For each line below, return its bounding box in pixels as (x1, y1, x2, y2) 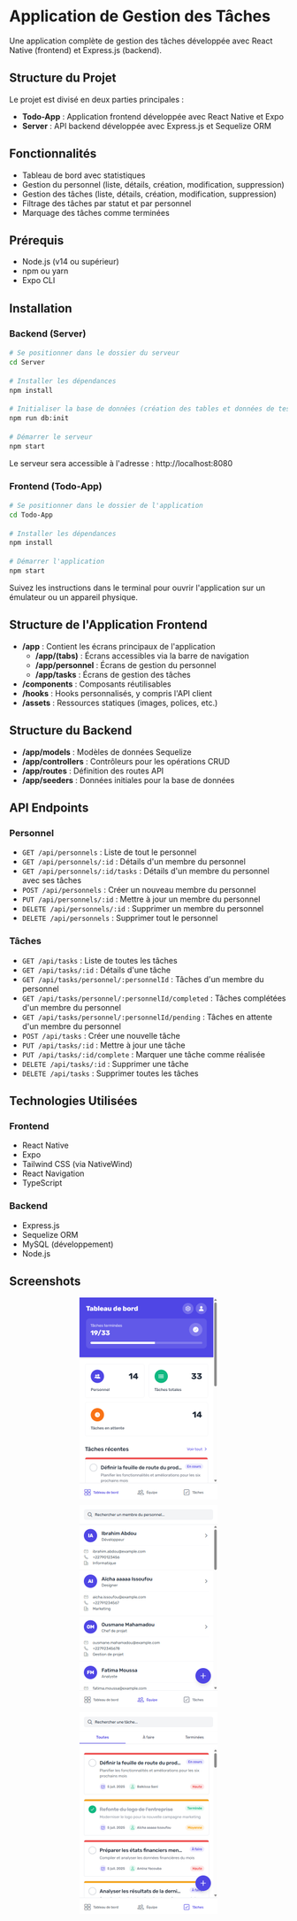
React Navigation (21, 1168, 85, 1179)
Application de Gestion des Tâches (9, 6, 271, 27)
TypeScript (21, 1178, 63, 1188)
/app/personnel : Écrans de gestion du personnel (34, 659, 217, 670)
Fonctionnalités (9, 146, 97, 161)
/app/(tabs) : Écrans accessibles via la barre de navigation (34, 650, 249, 661)
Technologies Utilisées (9, 1093, 138, 1108)
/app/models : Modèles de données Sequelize (21, 746, 192, 757)
